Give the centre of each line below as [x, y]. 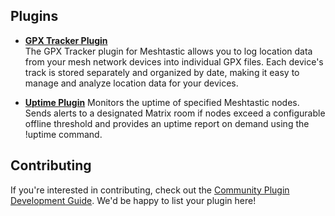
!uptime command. [63, 134]
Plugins [34, 16]
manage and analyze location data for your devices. [131, 83]
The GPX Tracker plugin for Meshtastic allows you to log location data [168, 51]
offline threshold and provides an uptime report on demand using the [167, 123]
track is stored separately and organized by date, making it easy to [162, 72]
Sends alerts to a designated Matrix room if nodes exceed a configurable [175, 113]
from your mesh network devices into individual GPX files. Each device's [174, 61]
